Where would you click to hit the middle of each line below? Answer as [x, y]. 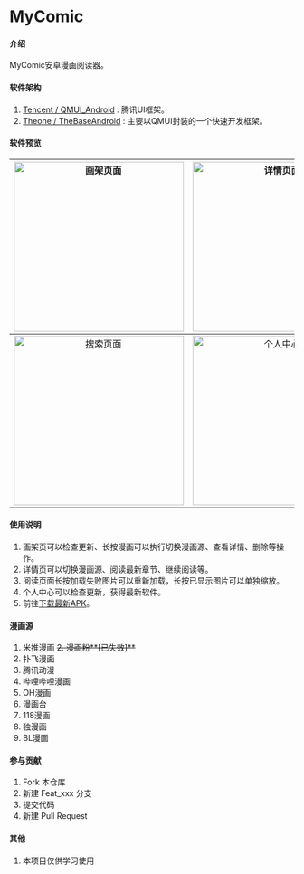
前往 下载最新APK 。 [58, 603]
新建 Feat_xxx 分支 [57, 793]
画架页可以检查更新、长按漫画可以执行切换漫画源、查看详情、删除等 [149, 546]
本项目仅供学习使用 [58, 860]
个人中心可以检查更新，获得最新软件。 [94, 592]
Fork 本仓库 [44, 782]
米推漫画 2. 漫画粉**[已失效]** [79, 648]
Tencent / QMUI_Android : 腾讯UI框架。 [96, 109]
